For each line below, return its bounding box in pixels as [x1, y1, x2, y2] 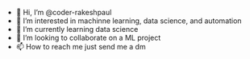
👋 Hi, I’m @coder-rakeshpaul [15, 8, 112, 17]
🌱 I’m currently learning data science [15, 25, 139, 33]
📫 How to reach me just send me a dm [15, 42, 147, 51]
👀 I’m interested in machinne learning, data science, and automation [15, 16, 242, 26]
